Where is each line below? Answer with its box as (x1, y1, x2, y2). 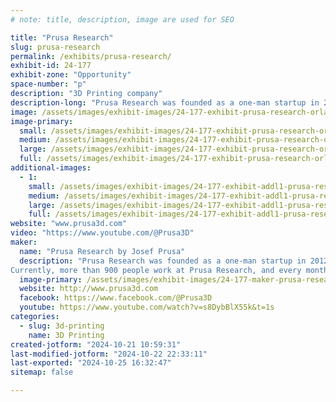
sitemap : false (10, 367, 74, 378)
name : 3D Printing (28, 330, 105, 340)
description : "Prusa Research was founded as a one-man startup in (19, 256, 307, 266)
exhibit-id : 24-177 (10, 61, 92, 71)
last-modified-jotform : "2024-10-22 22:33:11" (10, 349, 208, 359)
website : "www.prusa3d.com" (10, 219, 128, 229)
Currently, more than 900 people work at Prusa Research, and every (10, 265, 302, 275)
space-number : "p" (10, 79, 87, 90)
